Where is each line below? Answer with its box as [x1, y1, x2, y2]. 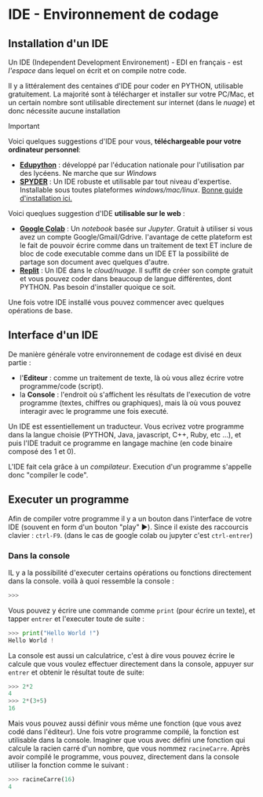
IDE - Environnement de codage [8, 5, 219, 24]
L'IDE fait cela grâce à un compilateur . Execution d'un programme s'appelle [8, 462, 252, 471]
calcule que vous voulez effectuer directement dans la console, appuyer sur [8, 659, 254, 668]
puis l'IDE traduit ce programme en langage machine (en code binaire [8, 438, 233, 448]
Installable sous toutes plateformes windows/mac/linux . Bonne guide [19, 185, 243, 194]
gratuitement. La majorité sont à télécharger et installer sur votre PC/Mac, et [8, 90, 254, 99]
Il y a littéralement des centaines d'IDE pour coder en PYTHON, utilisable [8, 81, 243, 90]
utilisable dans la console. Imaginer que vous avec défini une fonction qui [8, 736, 246, 745]
